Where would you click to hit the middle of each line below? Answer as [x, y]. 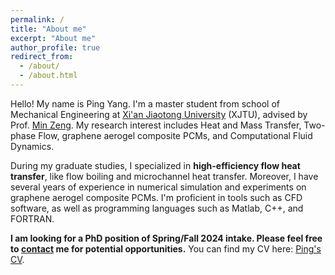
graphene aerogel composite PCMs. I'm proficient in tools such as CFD [156, 197]
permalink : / [37, 19]
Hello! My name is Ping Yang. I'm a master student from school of [145, 103]
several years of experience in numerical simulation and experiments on [158, 187]
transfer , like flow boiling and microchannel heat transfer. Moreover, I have [164, 176]
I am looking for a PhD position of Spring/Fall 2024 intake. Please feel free [166, 238]
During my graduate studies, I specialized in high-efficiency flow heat [155, 165]
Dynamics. [32, 146]
